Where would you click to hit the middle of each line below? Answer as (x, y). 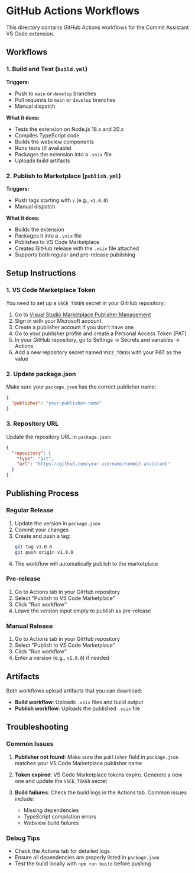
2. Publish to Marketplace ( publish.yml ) (64, 176)
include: (24, 798)
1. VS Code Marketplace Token (51, 290)
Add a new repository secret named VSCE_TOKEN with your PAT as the (98, 352)
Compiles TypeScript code (47, 135)
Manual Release (30, 626)
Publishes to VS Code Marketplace (57, 242)
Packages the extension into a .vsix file (63, 154)
